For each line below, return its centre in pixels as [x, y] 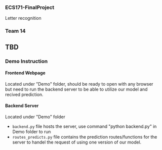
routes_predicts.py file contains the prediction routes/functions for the [84, 137]
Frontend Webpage [25, 73]
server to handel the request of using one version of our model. [77, 142]
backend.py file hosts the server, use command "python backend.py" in [84, 126]
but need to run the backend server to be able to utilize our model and [76, 89]
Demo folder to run [31, 131]
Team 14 [15, 31]
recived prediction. [24, 94]
